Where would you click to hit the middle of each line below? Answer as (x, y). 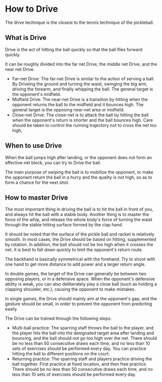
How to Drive (32, 9)
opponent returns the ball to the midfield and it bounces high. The (78, 104)
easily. (11, 309)
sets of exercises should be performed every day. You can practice (79, 348)
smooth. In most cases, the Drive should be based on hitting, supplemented (81, 239)
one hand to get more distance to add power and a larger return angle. (75, 264)
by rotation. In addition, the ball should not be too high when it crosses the (79, 245)
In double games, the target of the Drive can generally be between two (76, 274)
